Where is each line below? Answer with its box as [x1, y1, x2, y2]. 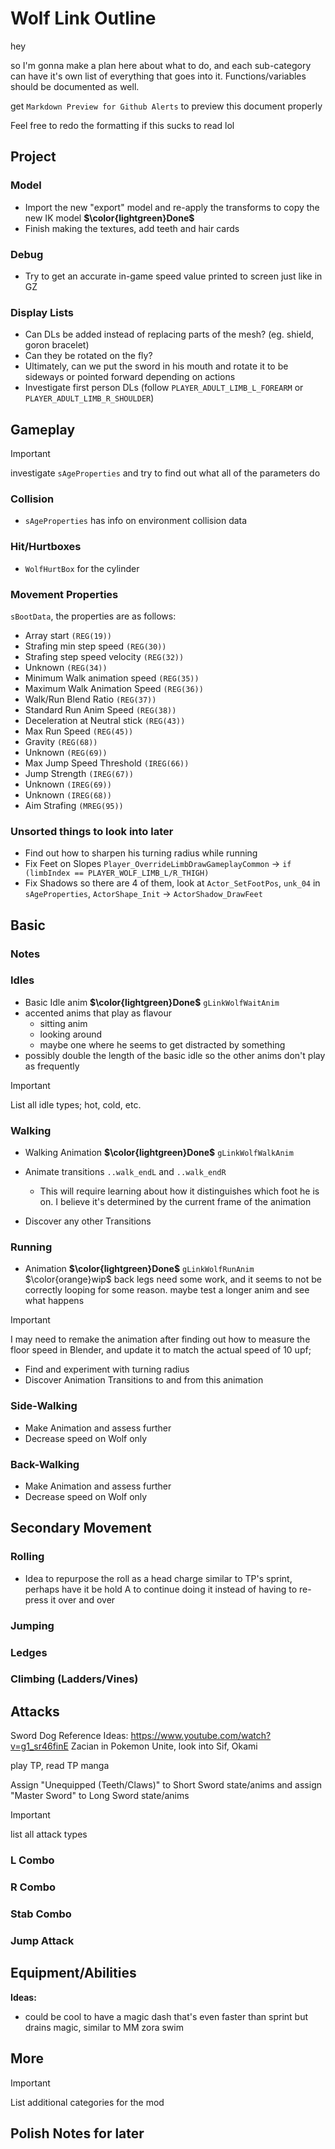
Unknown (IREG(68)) [24, 788, 112, 801]
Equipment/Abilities [10, 1965, 137, 1982]
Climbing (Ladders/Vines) [10, 1672, 139, 1686]
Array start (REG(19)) [24, 629, 113, 641]
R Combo [10, 1880, 57, 1894]
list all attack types [10, 1828, 88, 1841]
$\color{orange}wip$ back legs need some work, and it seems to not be [24, 1273, 322, 1286]
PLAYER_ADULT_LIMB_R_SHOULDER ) [24, 392, 155, 404]
